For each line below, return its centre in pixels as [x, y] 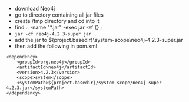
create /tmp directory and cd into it [57, 21]
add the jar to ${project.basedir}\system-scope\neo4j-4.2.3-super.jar [99, 40]
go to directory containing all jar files [59, 15]
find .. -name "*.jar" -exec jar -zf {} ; [58, 27]
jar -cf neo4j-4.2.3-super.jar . [56, 34]
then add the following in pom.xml [56, 46]
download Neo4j [35, 9]
